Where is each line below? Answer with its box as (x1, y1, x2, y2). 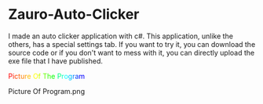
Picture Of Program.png (8, 86, 85, 95)
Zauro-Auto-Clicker (8, 5, 140, 23)
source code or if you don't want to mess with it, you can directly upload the (8, 48, 255, 57)
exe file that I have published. (8, 56, 104, 66)
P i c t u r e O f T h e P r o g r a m (8, 71, 86, 81)
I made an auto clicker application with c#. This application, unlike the (8, 31, 234, 41)
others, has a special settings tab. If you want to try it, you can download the (8, 39, 256, 48)
